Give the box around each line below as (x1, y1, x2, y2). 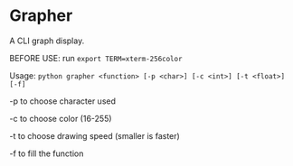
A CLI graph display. (9, 35, 85, 46)
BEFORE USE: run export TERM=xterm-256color (9, 52, 183, 63)
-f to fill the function (9, 148, 84, 159)
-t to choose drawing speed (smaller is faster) (9, 130, 181, 141)
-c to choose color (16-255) (9, 113, 112, 124)
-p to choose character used (9, 96, 116, 106)
